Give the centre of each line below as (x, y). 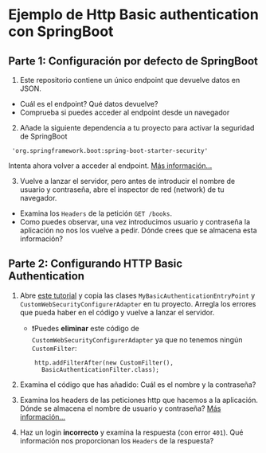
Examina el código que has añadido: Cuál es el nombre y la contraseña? (138, 385)
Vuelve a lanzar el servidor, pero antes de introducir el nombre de (127, 181)
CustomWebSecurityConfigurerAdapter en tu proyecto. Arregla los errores (138, 303)
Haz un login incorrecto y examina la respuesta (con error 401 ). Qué (131, 432)
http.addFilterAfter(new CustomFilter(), (104, 363)
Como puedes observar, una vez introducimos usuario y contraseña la (135, 222)
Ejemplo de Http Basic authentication (133, 15)
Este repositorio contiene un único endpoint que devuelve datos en (130, 80)
